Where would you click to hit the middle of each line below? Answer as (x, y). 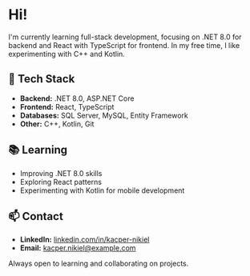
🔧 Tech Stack (42, 79)
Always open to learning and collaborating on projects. (99, 264)
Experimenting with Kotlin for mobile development (102, 190)
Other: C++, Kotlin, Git (57, 124)
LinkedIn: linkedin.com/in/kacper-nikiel (85, 240)
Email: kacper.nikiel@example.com (78, 248)
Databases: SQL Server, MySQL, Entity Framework (104, 115)
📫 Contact (36, 216)
